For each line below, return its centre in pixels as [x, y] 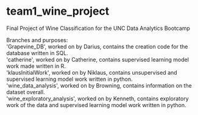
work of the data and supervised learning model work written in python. [97, 105]
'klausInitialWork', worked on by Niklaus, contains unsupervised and [92, 72]
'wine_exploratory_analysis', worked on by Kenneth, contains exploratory [97, 98]
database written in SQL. [37, 53]
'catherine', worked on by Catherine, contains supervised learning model [97, 59]
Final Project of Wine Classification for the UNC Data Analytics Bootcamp [98, 28]
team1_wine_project [58, 11]
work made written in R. [36, 66]
